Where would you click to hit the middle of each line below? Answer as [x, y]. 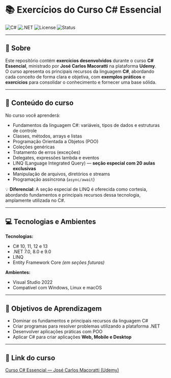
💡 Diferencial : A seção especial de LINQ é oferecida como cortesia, [76, 189]
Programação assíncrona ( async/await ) [54, 179]
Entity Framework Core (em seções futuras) [59, 262]
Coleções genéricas [34, 147]
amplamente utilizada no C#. [35, 200]
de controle [25, 130]
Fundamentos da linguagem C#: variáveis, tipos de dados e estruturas [86, 125]
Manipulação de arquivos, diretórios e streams [61, 174]
